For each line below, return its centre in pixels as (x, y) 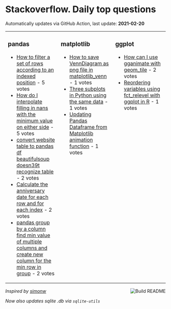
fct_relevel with (142, 95)
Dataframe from (89, 127)
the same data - (89, 101)
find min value (33, 235)
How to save (84, 57)
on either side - (35, 127)
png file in (81, 70)
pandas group (33, 222)
